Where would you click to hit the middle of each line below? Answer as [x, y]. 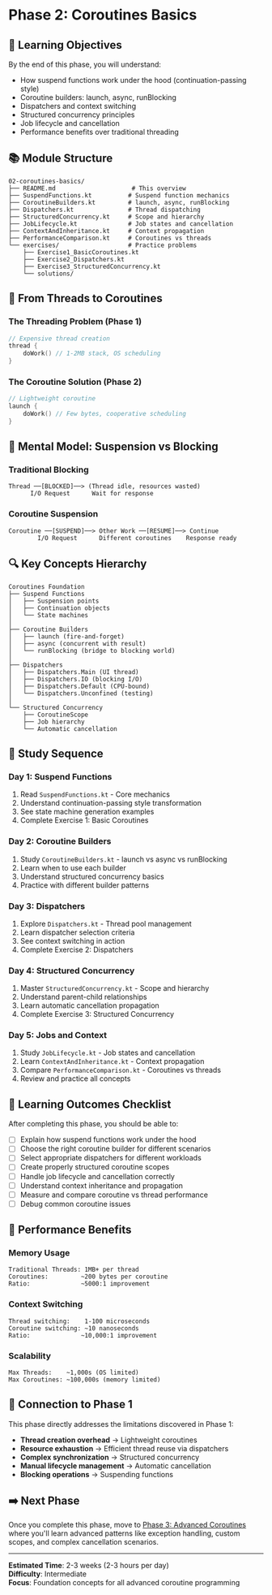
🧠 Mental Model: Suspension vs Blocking [113, 447]
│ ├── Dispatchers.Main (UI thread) [74, 672]
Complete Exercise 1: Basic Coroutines [84, 820]
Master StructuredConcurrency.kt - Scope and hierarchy [115, 988]
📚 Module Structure [61, 159]
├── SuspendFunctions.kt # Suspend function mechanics [119, 195]
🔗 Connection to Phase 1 [70, 1405]
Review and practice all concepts [75, 1078]
